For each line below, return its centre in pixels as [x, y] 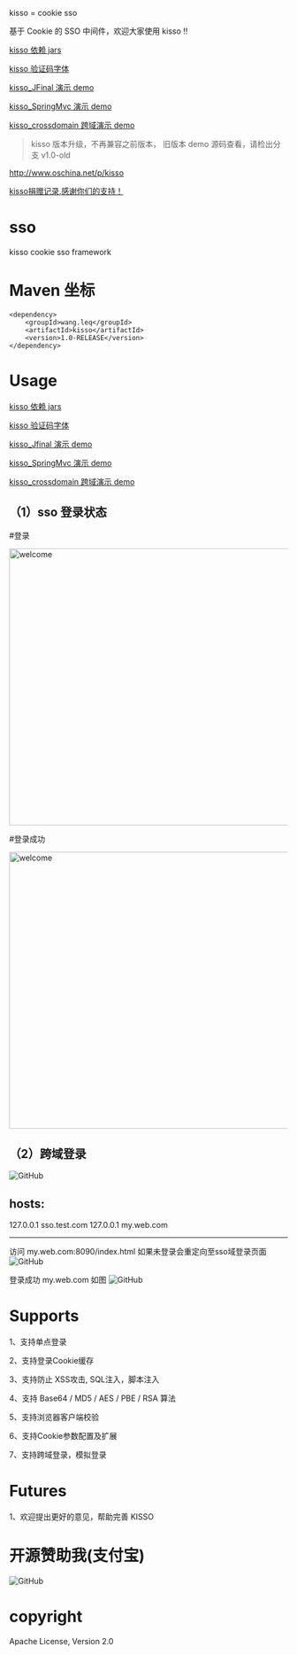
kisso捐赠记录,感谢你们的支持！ [66, 191]
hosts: [27, 1204]
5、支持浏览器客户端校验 [54, 1418]
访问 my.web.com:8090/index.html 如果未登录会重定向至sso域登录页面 [138, 1252]
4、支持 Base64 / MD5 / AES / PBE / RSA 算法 [93, 1398]
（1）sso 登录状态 [58, 513]
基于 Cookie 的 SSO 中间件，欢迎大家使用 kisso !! [99, 31]
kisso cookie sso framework [61, 252]
